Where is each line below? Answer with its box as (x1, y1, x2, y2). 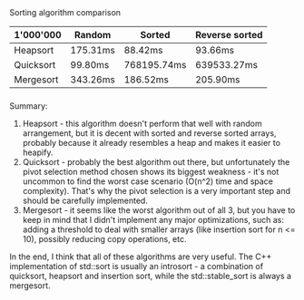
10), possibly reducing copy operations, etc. (22, 234, 187, 245)
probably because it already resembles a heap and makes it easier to (22, 138, 281, 149)
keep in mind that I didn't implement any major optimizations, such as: (22, 215, 284, 226)
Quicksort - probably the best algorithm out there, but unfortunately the (22, 157, 290, 168)
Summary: (9, 101, 48, 111)
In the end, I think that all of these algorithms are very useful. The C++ (9, 251, 272, 262)
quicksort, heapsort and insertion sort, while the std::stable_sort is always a (9, 271, 292, 282)
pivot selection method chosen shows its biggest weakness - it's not (22, 167, 279, 178)
